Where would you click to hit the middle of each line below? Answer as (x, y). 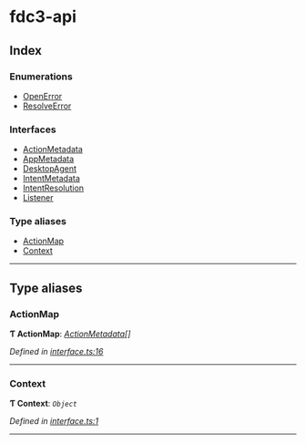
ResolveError (47, 106)
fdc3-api (43, 17)
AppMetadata (48, 159)
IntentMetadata (51, 179)
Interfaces (33, 129)
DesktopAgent (50, 169)
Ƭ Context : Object (43, 404)
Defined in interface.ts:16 (56, 352)
